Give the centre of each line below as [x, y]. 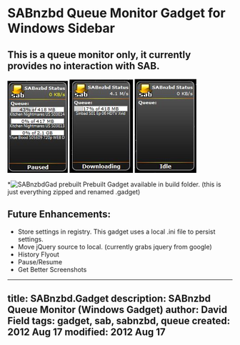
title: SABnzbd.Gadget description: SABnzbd [109, 299]
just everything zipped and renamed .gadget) [74, 192]
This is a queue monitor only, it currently [99, 55]
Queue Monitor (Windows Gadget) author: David [117, 310]
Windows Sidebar [61, 28]
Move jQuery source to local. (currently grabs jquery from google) [115, 246]
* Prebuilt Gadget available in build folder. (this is [114, 184]
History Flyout [38, 254]
